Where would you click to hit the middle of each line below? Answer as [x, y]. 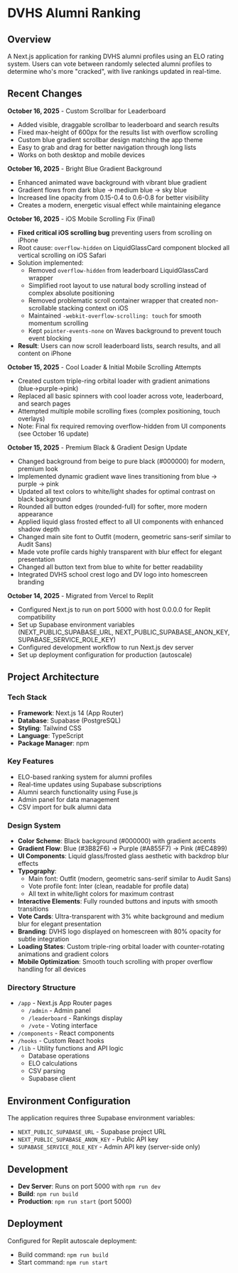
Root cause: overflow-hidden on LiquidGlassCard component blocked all [123, 247]
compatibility [37, 617]
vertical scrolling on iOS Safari [62, 255]
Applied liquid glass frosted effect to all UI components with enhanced [120, 521]
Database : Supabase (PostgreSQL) [69, 720]
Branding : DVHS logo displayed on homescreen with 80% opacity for [119, 931]
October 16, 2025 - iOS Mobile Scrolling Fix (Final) [81, 219]
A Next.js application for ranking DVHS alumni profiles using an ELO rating [116, 56]
